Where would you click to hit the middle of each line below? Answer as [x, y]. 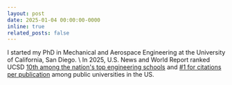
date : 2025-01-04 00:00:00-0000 [54, 20]
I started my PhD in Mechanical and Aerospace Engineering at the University [116, 53]
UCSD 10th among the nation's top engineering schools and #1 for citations [114, 67]
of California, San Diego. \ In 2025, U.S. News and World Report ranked [109, 60]
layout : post [26, 13]
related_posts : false [38, 33]
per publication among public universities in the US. [81, 75]
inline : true [26, 26]
